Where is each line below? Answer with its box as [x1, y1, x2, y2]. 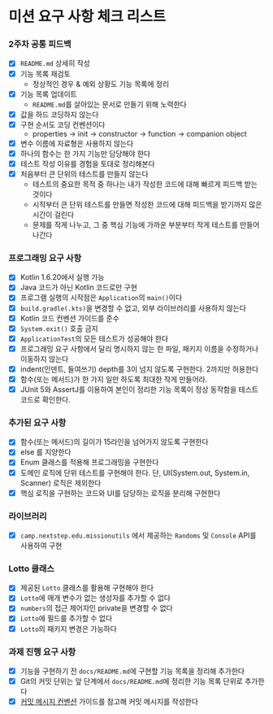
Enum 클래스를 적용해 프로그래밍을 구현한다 [19, 457, 159, 468]
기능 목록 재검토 [19, 68, 71, 78]
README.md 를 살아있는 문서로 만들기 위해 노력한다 [32, 99, 187, 109]
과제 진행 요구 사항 [8, 646, 76, 657]
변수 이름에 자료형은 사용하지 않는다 [19, 138, 134, 148]
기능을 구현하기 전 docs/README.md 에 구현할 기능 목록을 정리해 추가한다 [19, 666, 245, 676]
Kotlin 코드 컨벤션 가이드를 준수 [19, 313, 120, 323]
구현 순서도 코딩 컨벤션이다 [19, 120, 106, 129]
